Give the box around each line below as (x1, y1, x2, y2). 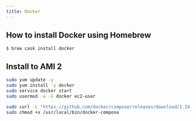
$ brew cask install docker (6, 46, 75, 51)
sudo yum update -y (6, 77, 54, 83)
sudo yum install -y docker (6, 82, 75, 88)
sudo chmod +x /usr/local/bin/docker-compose (6, 109, 119, 115)
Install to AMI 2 (6, 61, 62, 71)
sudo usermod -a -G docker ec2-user (6, 93, 96, 99)
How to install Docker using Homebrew (6, 30, 151, 40)
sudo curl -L (6, 103, 38, 110)
